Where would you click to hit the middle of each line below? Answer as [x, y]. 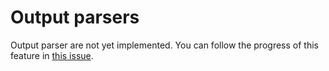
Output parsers [75, 17]
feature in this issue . [52, 55]
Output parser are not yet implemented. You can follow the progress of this [164, 45]
